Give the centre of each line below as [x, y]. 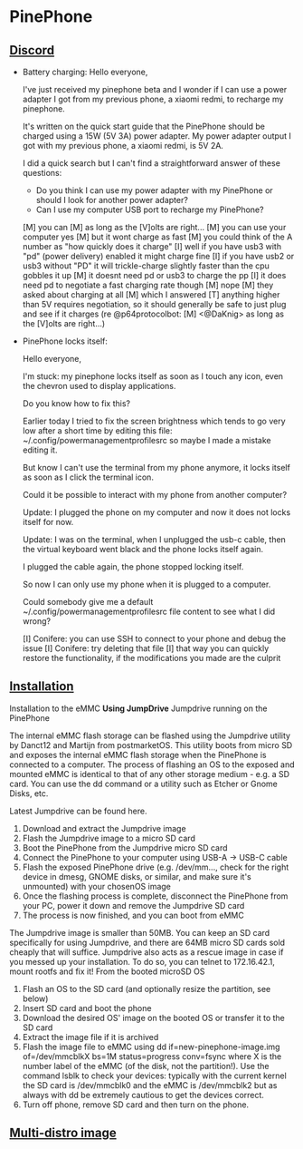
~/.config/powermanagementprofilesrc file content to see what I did [149, 611]
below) [35, 998]
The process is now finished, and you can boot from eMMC [133, 915]
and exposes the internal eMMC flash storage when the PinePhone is [138, 755]
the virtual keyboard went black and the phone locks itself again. [143, 549]
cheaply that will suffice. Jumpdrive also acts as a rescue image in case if [147, 952]
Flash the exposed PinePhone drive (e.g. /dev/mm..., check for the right [156, 867]
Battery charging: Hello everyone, [85, 72]
